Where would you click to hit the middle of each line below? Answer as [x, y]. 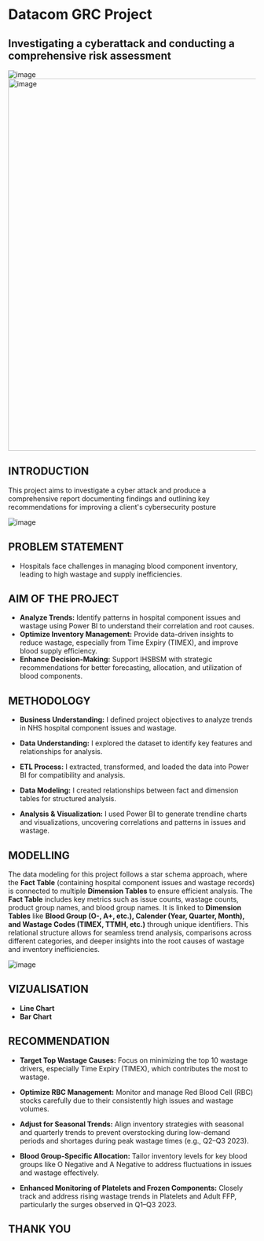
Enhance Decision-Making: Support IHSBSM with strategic [116, 659]
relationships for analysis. [61, 752]
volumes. [34, 1108]
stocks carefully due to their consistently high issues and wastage [126, 1100]
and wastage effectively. [59, 1173]
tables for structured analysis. [68, 799]
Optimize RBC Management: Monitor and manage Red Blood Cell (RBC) [136, 1092]
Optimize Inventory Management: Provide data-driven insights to [126, 635]
